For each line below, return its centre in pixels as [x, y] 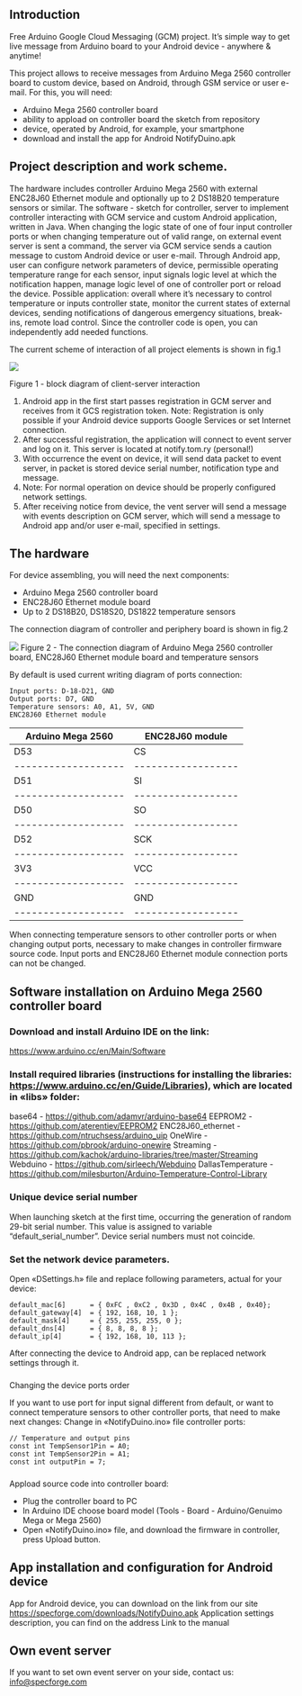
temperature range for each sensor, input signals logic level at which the [143, 275]
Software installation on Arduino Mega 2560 [136, 992]
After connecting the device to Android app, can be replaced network [138, 1353]
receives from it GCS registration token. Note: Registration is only [143, 410]
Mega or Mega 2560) [62, 1520]
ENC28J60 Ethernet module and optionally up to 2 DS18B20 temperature [145, 198]
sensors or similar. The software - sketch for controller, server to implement [149, 207]
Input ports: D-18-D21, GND [62, 691]
